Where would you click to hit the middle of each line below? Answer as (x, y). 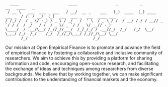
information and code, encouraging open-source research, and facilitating (82, 63)
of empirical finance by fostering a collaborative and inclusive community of (84, 53)
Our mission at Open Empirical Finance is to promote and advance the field (83, 47)
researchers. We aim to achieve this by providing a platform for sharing (79, 58)
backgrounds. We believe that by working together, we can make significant (84, 74)
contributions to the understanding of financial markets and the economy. (81, 79)
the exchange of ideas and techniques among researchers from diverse (79, 69)
